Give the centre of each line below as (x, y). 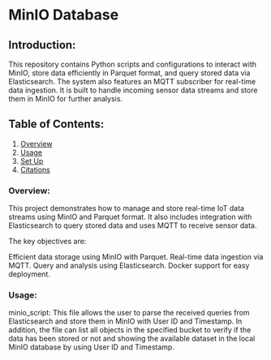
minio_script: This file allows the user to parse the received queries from (129, 313)
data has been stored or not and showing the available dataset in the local (132, 339)
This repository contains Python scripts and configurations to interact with (133, 64)
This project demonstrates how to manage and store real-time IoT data (127, 208)
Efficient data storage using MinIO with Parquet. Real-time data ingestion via (136, 257)
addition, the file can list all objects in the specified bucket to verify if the (130, 330)
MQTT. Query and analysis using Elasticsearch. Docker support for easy (129, 266)
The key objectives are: (47, 242)
